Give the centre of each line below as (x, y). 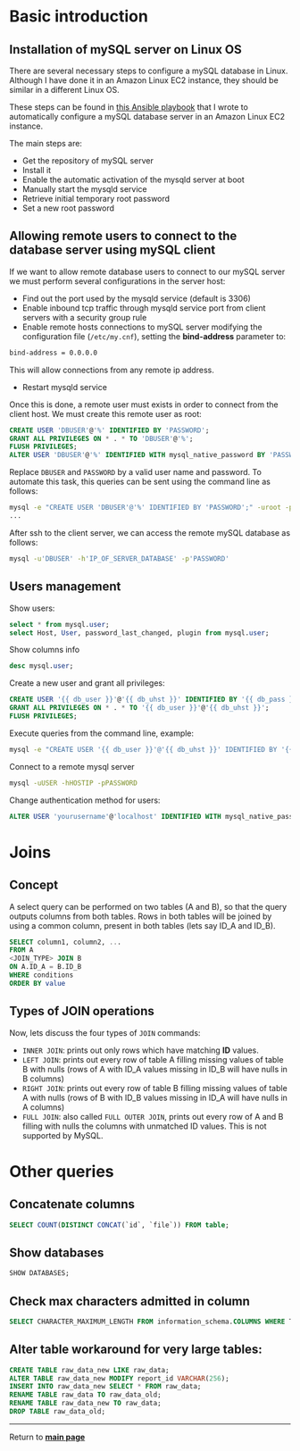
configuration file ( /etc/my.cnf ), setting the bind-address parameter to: (154, 336)
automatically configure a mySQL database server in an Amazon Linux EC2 (147, 117)
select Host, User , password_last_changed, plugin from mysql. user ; (139, 633)
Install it (37, 170)
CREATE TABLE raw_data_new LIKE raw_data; (89, 1370)
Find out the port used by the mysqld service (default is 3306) (137, 298)
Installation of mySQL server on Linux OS (126, 50)
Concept (34, 885)
